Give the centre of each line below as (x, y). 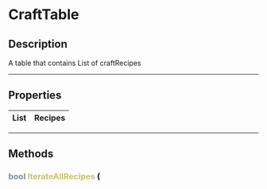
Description (38, 44)
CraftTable (44, 15)
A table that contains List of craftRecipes (75, 63)
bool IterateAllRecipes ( (54, 176)
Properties (35, 96)
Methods (31, 154)
